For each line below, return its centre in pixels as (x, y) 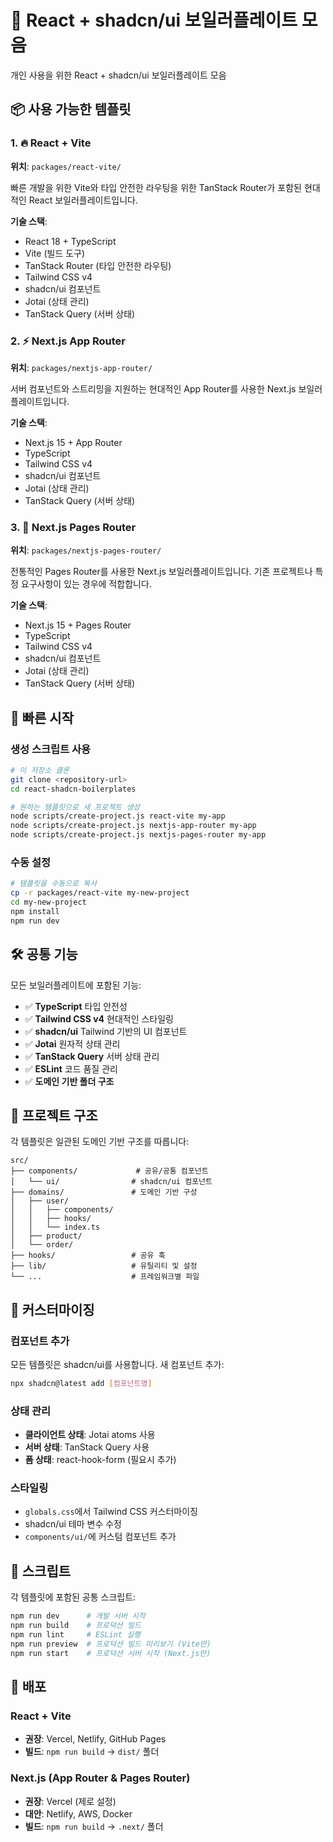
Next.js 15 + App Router (73, 442)
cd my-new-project (48, 902)
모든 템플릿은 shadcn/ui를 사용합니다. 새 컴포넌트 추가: (117, 1365)
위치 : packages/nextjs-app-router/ (81, 367)
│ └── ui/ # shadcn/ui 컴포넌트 (111, 1182)
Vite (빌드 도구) (55, 253)
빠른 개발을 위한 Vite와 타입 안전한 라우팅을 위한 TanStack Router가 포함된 (156, 187)
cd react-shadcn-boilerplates (73, 789)
